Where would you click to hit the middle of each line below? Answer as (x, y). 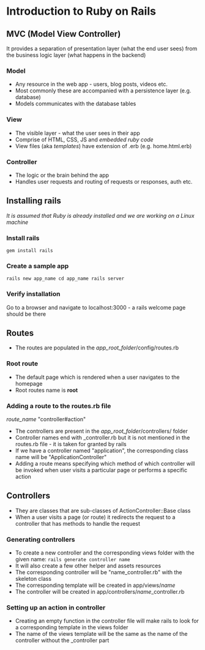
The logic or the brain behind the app (62, 175)
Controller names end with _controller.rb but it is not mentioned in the (102, 438)
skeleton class (33, 579)
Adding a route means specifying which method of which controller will (105, 464)
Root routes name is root (47, 390)
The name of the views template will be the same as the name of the (101, 634)
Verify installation (33, 294)
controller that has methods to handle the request (78, 523)
